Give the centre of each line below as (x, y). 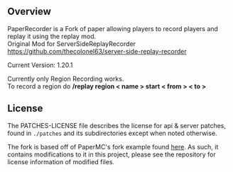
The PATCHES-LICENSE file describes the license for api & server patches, (116, 125)
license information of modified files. (61, 161)
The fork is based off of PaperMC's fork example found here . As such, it (113, 147)
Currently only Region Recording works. (66, 79)
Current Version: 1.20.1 (40, 65)
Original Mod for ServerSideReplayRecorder (72, 44)
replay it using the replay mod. (52, 36)
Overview (29, 12)
